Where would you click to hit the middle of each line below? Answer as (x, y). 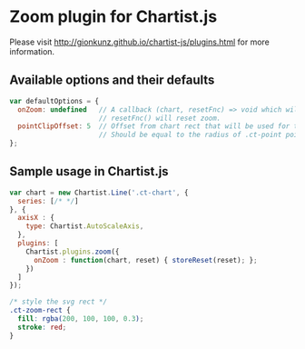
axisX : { (36, 218)
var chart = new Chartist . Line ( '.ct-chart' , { (99, 193)
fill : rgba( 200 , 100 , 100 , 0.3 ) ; (81, 319)
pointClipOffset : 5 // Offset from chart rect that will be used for (154, 126)
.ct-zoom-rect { (40, 311)
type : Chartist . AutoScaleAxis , (85, 226)
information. (32, 51)
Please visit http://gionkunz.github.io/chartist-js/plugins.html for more (140, 42)
